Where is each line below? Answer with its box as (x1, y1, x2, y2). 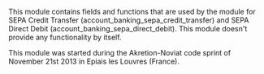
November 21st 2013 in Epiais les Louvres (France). (8, 56, 180, 66)
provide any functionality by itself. (8, 32, 122, 42)
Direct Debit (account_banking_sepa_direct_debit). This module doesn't (8, 24, 248, 33)
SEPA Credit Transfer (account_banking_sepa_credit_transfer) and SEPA (8, 15, 249, 25)
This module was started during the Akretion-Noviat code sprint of (8, 48, 232, 57)
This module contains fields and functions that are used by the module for (8, 7, 256, 16)
